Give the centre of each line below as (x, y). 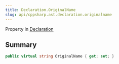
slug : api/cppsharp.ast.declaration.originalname (59, 15)
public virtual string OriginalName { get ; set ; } (60, 56)
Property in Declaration (30, 29)
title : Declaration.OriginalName (41, 10)
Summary (21, 45)
